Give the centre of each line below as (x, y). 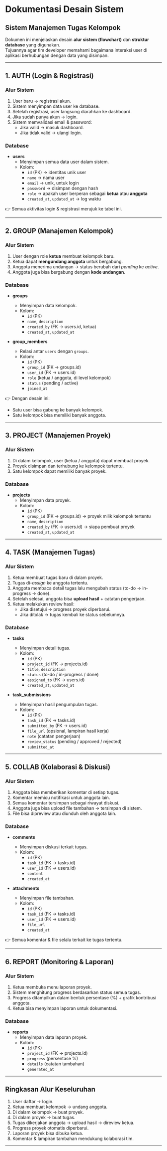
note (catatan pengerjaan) (54, 736)
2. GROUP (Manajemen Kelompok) (59, 231)
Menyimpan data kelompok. (48, 305)
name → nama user (46, 178)
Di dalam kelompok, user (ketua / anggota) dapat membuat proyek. (81, 460)
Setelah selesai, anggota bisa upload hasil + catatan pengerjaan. (79, 598)
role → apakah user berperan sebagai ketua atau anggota (87, 193)
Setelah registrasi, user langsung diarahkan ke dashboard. (72, 111)
